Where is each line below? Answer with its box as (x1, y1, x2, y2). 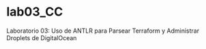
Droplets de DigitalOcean (6, 33, 77, 42)
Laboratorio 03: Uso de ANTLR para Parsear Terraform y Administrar (6, 27, 199, 35)
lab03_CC (6, 4, 63, 20)
